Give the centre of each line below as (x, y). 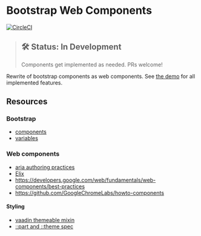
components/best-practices (50, 186)
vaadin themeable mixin (44, 220)
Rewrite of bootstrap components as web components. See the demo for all (101, 76)
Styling (16, 206)
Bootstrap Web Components (79, 11)
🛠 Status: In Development (71, 47)
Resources (27, 102)
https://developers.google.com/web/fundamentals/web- (85, 180)
